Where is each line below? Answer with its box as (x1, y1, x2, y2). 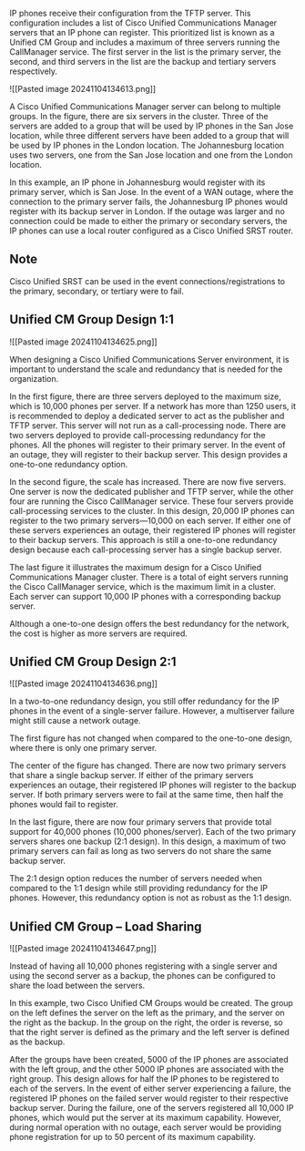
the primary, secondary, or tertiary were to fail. (9, 285, 185, 296)
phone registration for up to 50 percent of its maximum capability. (9, 1132, 257, 1143)
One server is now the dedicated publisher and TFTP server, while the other (9, 486, 294, 497)
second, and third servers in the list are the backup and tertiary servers (9, 57, 277, 67)
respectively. (9, 66, 57, 77)
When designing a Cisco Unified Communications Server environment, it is (9, 354, 290, 365)
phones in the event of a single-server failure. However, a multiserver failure (9, 705, 295, 716)
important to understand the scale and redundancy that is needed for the (9, 364, 283, 375)
